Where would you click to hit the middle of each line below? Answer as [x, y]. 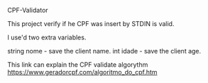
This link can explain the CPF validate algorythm [78, 65]
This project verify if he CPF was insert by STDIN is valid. [91, 24]
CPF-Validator [28, 10]
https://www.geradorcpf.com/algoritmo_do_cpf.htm [82, 72]
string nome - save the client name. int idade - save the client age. [104, 51]
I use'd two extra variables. [47, 37]
